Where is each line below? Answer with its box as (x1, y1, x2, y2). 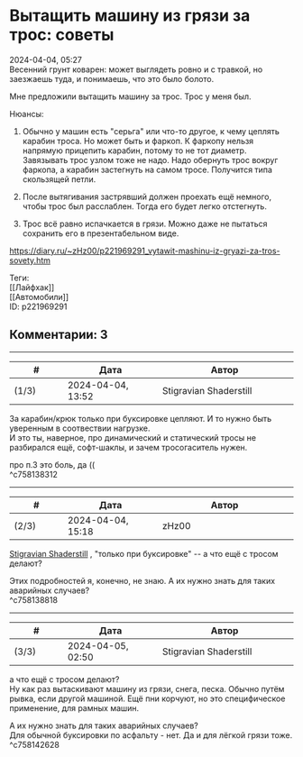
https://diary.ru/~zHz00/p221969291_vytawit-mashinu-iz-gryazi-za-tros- (9, 245, 281, 256)
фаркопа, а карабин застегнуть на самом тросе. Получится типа (22, 164, 273, 175)
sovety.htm (9, 254, 51, 266)
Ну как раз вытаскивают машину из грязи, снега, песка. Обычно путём (9, 683, 285, 694)
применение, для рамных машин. (9, 702, 140, 713)
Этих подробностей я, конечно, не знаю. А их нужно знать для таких (9, 575, 276, 586)
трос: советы (9, 24, 115, 45)
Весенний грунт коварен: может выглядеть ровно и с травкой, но (9, 64, 263, 75)
